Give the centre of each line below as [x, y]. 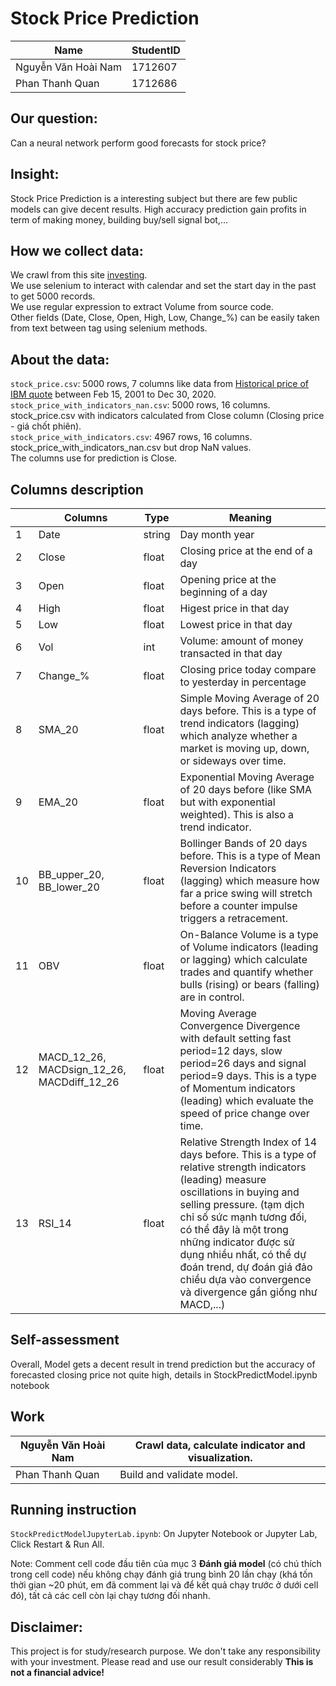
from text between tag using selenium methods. [109, 328]
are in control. [212, 997]
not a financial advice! [57, 1673]
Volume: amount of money [241, 640]
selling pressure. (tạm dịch [242, 1204]
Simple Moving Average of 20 [249, 698]
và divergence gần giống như [248, 1292]
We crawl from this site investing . [79, 275]
